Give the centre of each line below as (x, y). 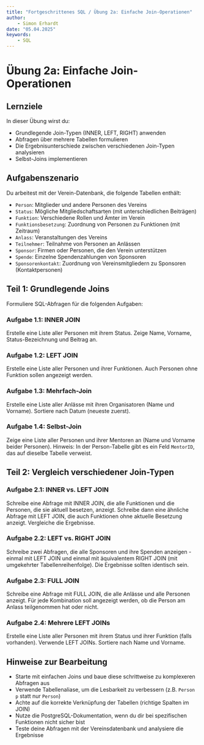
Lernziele (24, 106)
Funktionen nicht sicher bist (50, 722)
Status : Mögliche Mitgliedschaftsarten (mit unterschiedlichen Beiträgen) (106, 211)
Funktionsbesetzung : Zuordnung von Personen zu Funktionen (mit (97, 224)
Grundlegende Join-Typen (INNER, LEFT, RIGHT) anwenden (90, 133)
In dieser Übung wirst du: (38, 121)
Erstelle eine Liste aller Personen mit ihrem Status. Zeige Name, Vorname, (99, 333)
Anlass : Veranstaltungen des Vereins (61, 237)
